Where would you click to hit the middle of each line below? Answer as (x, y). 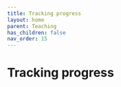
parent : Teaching (32, 26)
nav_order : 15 (27, 39)
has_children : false (37, 33)
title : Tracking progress (44, 13)
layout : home (26, 20)
